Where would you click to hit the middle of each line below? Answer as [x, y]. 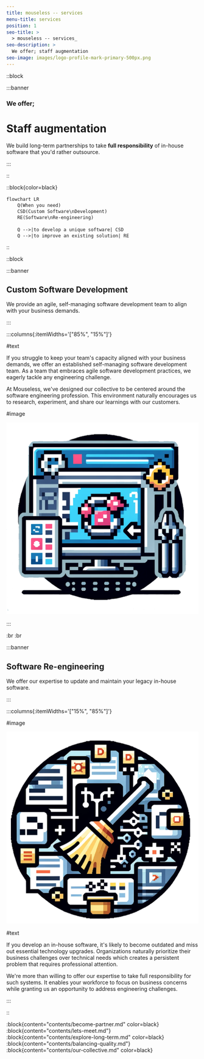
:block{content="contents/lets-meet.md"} [59, 1031]
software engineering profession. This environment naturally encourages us [101, 396]
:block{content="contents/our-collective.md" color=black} [80, 1050]
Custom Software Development [67, 290]
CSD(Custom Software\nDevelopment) [62, 211]
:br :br [14, 635]
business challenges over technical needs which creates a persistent [93, 958]
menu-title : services [34, 19]
